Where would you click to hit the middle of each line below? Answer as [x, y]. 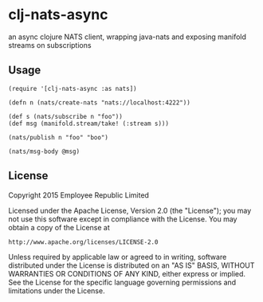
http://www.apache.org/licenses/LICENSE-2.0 [83, 242]
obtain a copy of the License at [59, 227]
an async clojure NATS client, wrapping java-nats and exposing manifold [128, 37]
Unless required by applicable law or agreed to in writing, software [118, 257]
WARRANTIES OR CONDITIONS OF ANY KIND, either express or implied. [127, 273]
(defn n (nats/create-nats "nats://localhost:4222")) [100, 102]
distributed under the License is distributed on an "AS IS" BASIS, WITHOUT [131, 265]
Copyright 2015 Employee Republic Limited [79, 195]
